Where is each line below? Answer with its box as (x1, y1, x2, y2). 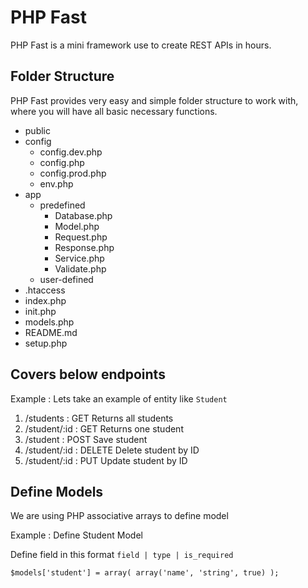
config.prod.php (39, 167, 107, 179)
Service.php (54, 252, 105, 264)
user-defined (39, 273, 94, 285)
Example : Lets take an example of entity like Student (10, 392, 228, 405)
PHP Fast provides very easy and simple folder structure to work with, (10, 94, 299, 106)
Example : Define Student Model (10, 529, 143, 541)
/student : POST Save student (24, 433, 148, 445)
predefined (39, 199, 86, 211)
